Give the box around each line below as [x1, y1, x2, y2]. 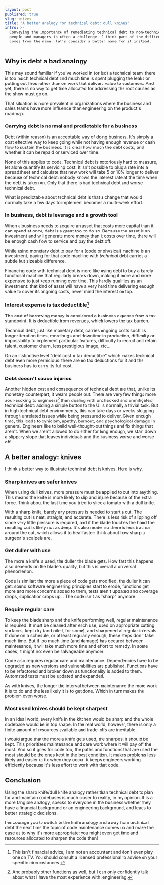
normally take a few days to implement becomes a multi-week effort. [5, 199, 143, 205]
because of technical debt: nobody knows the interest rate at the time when [5, 174, 158, 180]
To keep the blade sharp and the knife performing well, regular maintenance [5, 617, 158, 623]
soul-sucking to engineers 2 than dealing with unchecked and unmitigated [5, 397, 153, 403]
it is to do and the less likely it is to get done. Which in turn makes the [5, 688, 144, 694]
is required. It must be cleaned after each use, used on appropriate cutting [5, 622, 155, 628]
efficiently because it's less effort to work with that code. [5, 762, 120, 768]
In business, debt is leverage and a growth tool [5, 211, 118, 218]
